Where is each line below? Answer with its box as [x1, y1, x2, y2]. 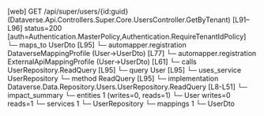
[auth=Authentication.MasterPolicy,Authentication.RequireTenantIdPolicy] [7, 32, 247, 41]
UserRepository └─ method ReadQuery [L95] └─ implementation [7, 74, 219, 83]
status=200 [24, 24, 62, 32]
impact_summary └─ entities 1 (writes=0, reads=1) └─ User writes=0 [7, 91, 231, 99]
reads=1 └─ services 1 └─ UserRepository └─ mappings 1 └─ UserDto [7, 99, 235, 108]
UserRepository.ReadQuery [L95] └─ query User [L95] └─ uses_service [7, 65, 242, 74]
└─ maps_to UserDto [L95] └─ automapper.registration [7, 40, 187, 50]
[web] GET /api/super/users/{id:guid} [7, 7, 129, 16]
